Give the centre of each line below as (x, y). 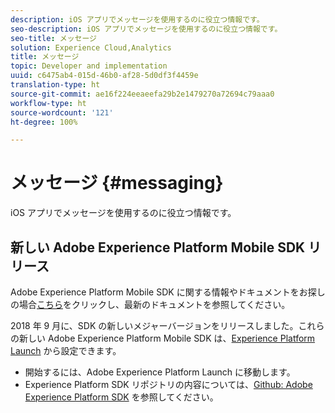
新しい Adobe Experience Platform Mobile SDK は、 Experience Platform (167, 338)
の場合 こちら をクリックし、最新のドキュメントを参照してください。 (150, 304)
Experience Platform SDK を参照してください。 (121, 397)
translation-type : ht (55, 85)
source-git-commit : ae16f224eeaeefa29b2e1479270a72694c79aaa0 (142, 94)
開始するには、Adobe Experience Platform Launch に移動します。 (160, 372)
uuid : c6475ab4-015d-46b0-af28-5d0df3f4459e (104, 76)
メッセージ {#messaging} (117, 183)
